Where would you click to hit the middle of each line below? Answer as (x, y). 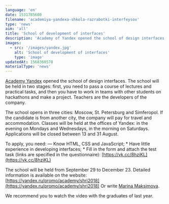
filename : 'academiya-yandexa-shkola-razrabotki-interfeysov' (72, 19)
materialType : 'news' (28, 66)
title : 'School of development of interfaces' (55, 33)
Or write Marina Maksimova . (130, 186)
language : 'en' (21, 10)
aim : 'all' (17, 29)
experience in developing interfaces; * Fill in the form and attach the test (81, 149)
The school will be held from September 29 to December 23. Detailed (78, 170)
